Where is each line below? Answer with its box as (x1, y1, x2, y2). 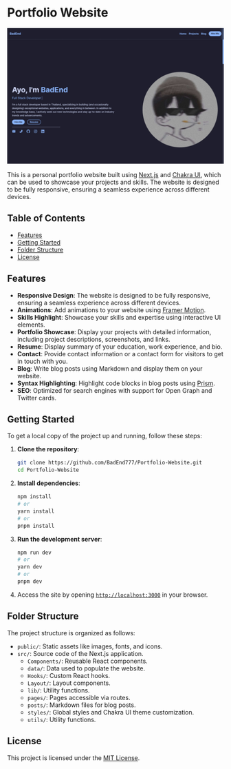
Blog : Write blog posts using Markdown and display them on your (16, 364, 203, 373)
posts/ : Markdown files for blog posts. (27, 701, 136, 709)
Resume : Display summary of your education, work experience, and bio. (16, 342, 223, 351)
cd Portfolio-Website (16, 466, 79, 473)
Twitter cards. (16, 393, 57, 402)
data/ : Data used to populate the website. (27, 664, 146, 673)
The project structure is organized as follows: (7, 628, 135, 637)
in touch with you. (16, 357, 68, 365)
